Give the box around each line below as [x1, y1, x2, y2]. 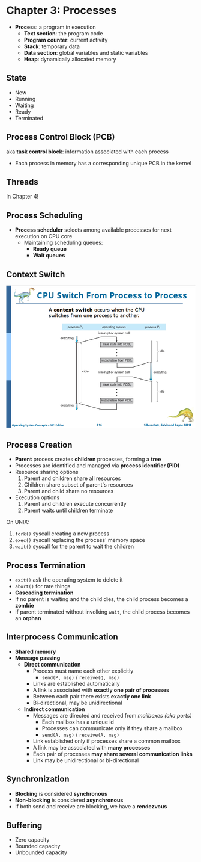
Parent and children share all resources [23, 475, 121, 482]
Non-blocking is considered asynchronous [14, 796, 124, 804]
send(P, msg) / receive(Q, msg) [41, 673, 120, 680]
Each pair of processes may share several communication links [32, 750, 193, 757]
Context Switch [6, 269, 65, 280]
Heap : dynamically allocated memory [23, 55, 116, 63]
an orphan [14, 614, 41, 621]
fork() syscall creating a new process [14, 530, 110, 537]
